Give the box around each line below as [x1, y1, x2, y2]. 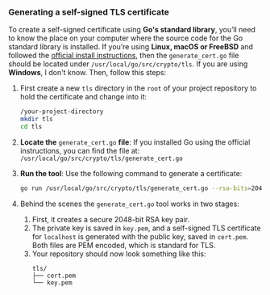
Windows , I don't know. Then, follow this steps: [8, 68, 167, 78]
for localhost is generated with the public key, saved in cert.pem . [31, 231, 248, 241]
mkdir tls [19, 116, 54, 124]
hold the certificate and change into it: [19, 92, 147, 102]
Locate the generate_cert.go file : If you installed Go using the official [19, 137, 251, 147]
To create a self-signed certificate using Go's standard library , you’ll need [8, 25, 256, 35]
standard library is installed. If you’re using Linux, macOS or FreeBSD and [8, 42, 254, 52]
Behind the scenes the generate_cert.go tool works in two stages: [19, 199, 239, 209]
